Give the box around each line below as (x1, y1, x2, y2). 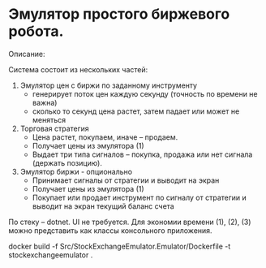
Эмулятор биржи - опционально (19, 166, 132, 176)
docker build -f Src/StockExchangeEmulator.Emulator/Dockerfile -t (8, 241, 231, 251)
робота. (8, 22, 64, 41)
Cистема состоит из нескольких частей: (8, 64, 148, 74)
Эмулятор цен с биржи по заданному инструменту (19, 80, 197, 90)
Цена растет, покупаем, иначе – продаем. (32, 132, 178, 142)
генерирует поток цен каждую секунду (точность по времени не (32, 89, 258, 98)
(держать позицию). (32, 158, 103, 167)
